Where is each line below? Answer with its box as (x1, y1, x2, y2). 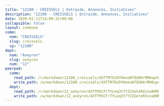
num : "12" (9, 62, 29, 66)
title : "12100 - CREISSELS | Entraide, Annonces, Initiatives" (5, 7, 137, 12)
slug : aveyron (9, 57, 38, 62)
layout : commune (5, 25, 38, 30)
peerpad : (5, 66, 23, 71)
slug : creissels (9, 39, 42, 44)
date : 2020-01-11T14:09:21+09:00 (5, 16, 73, 21)
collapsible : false (5, 21, 45, 26)
